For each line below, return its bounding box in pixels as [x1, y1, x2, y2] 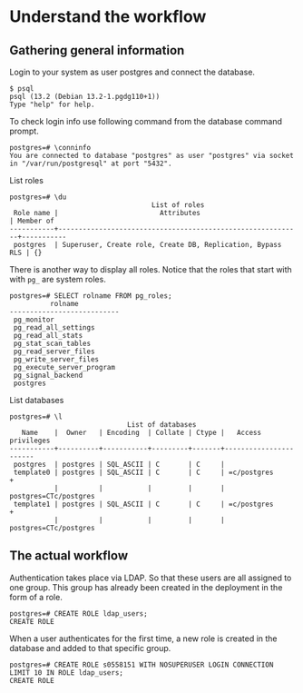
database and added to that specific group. [9, 642, 171, 653]
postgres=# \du [9, 193, 67, 202]
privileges [9, 436, 51, 445]
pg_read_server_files [13, 347, 95, 356]
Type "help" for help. [9, 100, 95, 109]
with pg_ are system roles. [9, 274, 106, 284]
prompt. [9, 125, 39, 136]
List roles [9, 175, 44, 185]
